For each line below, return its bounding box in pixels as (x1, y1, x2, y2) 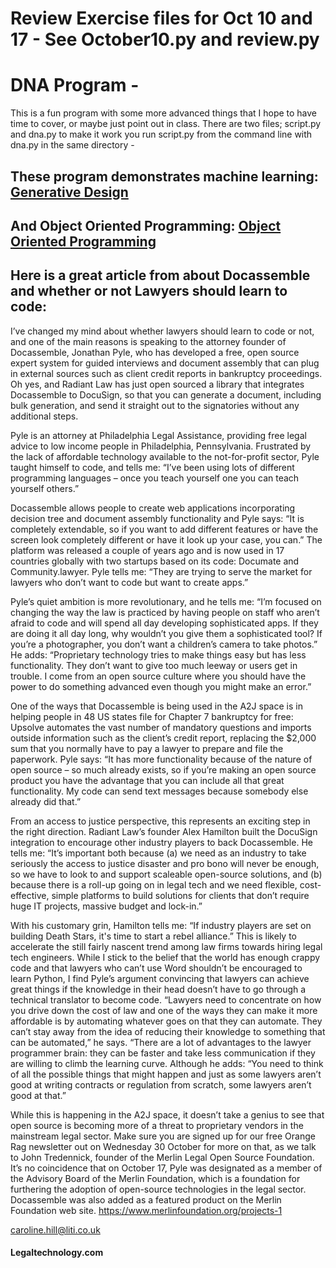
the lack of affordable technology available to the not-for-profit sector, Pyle (10, 450, 320, 462)
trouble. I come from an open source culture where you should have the (10, 670, 307, 682)
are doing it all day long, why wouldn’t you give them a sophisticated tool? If (10, 627, 323, 639)
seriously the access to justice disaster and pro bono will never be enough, (10, 857, 320, 869)
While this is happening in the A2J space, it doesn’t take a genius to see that (10, 1108, 325, 1121)
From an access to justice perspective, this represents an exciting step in (10, 815, 311, 827)
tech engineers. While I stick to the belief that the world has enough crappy (10, 951, 321, 963)
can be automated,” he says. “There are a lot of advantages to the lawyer (10, 1036, 312, 1048)
